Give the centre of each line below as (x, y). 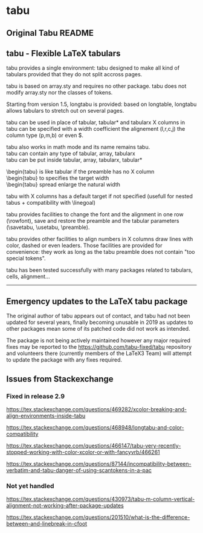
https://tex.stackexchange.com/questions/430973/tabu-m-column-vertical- (101, 499)
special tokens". (26, 259)
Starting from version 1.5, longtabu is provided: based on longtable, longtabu (101, 104)
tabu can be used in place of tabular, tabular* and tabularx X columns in (96, 122)
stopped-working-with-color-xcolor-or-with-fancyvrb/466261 (83, 452)
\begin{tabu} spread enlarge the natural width (63, 185)
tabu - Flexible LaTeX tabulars (63, 53)
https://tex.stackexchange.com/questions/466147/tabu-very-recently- (94, 445)
